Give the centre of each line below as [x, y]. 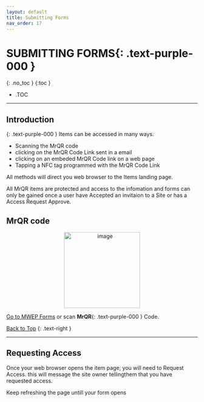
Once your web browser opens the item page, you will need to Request [95, 367]
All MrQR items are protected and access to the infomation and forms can [98, 189]
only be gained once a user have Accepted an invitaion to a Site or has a [97, 196]
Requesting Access [44, 353]
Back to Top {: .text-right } [39, 328]
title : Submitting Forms [38, 18]
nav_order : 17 [24, 23]
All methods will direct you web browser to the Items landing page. [90, 177]
